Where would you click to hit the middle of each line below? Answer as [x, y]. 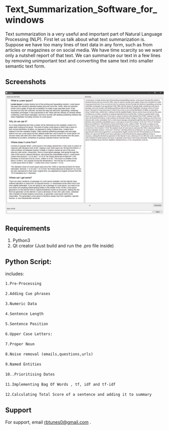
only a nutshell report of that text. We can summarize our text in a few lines [83, 55]
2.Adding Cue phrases [28, 294]
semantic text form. [25, 66]
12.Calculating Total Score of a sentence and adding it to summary [78, 395]
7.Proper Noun [20, 344]
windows [25, 20]
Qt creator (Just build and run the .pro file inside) [63, 246]
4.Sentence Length [24, 314]
